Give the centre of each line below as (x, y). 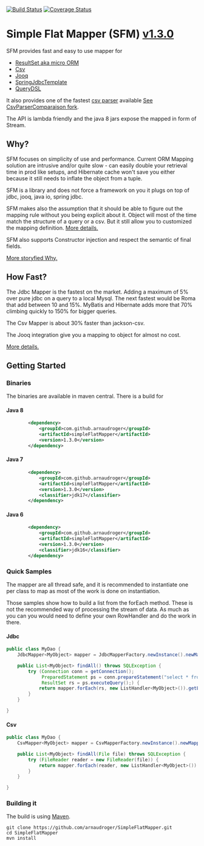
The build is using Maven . (39, 817)
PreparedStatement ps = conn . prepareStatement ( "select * (115, 677)
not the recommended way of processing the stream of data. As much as (98, 610)
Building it (22, 803)
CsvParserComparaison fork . (42, 107)
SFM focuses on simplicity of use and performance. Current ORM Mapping (100, 159)
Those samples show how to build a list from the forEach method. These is (100, 603)
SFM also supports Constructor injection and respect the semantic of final (99, 239)
